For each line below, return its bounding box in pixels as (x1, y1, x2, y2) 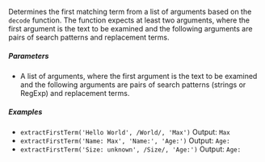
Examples (8, 106, 43, 116)
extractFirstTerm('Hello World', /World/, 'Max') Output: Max (19, 127, 230, 136)
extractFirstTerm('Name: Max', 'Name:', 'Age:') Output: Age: (19, 135, 230, 145)
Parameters (8, 51, 49, 60)
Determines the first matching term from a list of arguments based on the (8, 7, 252, 16)
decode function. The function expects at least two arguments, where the (8, 15, 250, 25)
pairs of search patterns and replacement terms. (8, 32, 170, 42)
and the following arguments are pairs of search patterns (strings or (19, 80, 246, 89)
